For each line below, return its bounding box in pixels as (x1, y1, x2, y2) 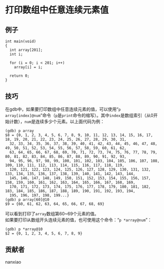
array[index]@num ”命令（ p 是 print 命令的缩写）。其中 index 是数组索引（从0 (5, 112, 154, 118)
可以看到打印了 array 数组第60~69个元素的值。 (5, 210, 99, 216)
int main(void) (5, 39, 36, 44)
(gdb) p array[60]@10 (5, 197, 50, 202)
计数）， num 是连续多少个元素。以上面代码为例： (9, 119, 105, 124)
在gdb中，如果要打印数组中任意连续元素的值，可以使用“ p (5, 106, 121, 112)
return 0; (9, 73, 30, 78)
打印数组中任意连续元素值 (5, 4, 109, 16)
